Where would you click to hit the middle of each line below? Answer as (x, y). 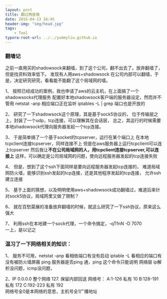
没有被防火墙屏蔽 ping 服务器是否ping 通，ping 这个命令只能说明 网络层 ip (81, 262)
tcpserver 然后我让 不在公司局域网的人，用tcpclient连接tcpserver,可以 (82, 150)
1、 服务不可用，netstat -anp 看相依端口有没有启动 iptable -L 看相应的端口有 (83, 256)
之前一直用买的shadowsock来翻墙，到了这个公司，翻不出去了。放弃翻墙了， (84, 68)
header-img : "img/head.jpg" (34, 24)
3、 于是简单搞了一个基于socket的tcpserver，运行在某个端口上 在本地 (77, 137)
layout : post (19, 10)
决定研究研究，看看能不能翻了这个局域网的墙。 (62, 80)
